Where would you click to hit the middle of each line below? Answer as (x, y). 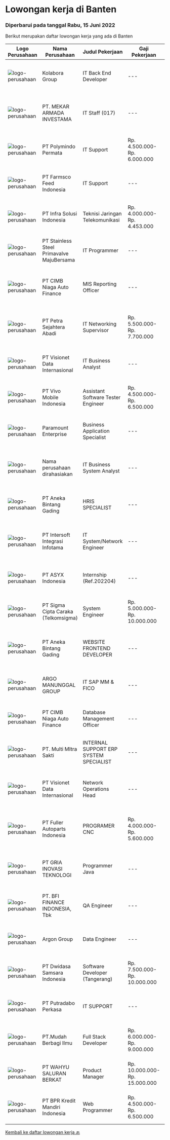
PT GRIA (52, 863)
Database (94, 712)
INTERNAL (95, 743)
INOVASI (52, 869)
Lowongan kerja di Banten (61, 9)
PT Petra (53, 321)
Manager (93, 1077)
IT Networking (100, 324)
